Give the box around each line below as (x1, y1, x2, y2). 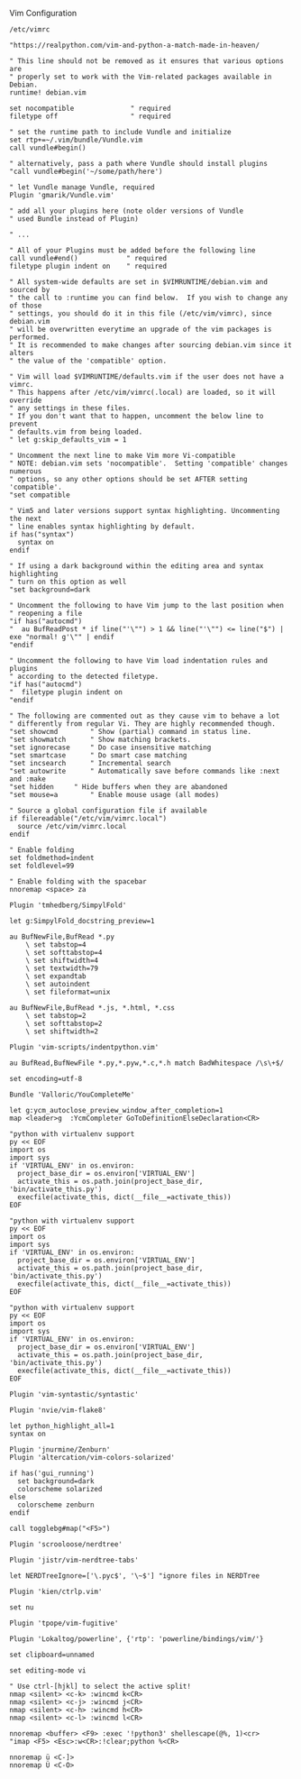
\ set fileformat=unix (25, 987, 111, 996)
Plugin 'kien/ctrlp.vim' (9, 1587, 103, 1596)
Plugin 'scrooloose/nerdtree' (9, 1540, 123, 1549)
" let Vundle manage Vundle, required (9, 183, 155, 192)
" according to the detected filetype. (9, 672, 160, 681)
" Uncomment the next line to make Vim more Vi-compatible (9, 451, 236, 460)
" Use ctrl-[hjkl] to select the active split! (9, 1682, 192, 1691)
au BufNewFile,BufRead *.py (9, 932, 115, 941)
